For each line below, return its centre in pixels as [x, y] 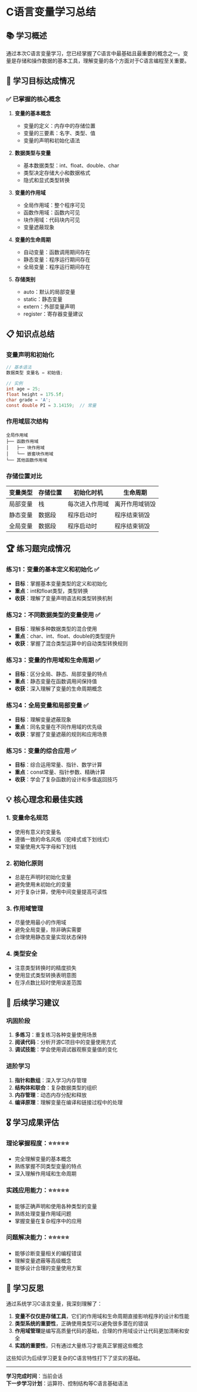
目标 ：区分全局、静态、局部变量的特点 [61, 674]
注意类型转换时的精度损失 [45, 968]
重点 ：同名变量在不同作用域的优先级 [58, 727]
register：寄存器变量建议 [53, 314]
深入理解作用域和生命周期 [45, 1174]
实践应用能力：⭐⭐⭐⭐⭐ [38, 1190]
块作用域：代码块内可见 [52, 220]
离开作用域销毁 [135, 504]
